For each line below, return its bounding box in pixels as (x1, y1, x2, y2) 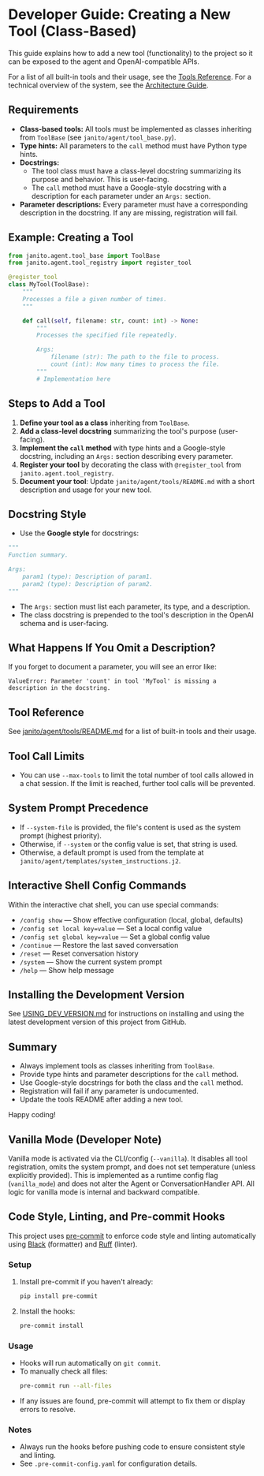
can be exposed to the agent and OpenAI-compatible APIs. (8, 57, 199, 66)
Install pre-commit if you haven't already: (19, 1277, 154, 1287)
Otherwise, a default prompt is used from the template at (19, 848, 204, 857)
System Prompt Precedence (8, 802, 149, 815)
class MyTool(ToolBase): (8, 281, 90, 289)
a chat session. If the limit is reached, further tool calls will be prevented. (19, 779, 256, 788)
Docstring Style (8, 507, 87, 521)
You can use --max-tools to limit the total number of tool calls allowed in (19, 770, 255, 780)
